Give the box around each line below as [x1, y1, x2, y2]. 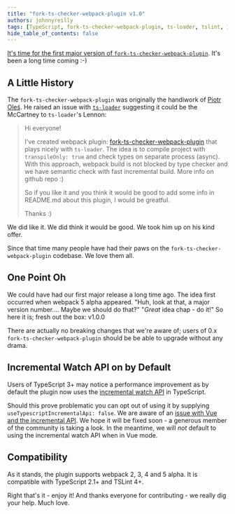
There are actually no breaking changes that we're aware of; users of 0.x [7, 326, 218, 334]
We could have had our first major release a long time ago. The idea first [7, 290, 215, 299]
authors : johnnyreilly [7, 17, 73, 24]
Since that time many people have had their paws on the [7, 244, 170, 252]
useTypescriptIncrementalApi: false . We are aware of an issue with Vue [7, 408, 218, 417]
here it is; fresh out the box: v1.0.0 [7, 313, 106, 321]
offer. [7, 231, 23, 239]
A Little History [7, 76, 74, 88]
